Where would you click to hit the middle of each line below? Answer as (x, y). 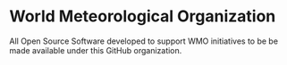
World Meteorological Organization (143, 16)
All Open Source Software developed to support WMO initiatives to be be (144, 41)
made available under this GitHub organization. (96, 50)
